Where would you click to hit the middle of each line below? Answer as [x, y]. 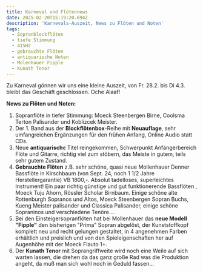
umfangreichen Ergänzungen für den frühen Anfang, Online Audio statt [104, 135]
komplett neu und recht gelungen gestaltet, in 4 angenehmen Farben [101, 232]
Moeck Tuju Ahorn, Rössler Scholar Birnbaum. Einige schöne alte [96, 193]
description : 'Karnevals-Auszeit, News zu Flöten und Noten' [85, 23]
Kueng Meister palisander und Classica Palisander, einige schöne [97, 206]
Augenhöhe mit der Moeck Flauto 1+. [61, 244]
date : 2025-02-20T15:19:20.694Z [47, 18]
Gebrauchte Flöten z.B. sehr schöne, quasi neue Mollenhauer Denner [102, 167]
